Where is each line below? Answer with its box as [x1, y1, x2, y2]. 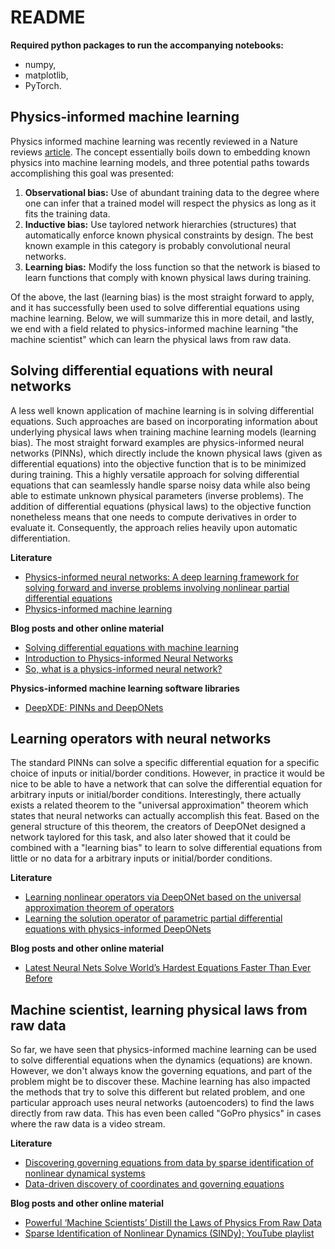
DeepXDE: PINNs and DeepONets [24, 701, 164, 713]
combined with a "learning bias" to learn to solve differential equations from [10, 842, 323, 854]
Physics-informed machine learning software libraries [10, 682, 240, 694]
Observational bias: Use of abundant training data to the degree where [24, 186, 320, 198]
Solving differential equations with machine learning [24, 641, 240, 653]
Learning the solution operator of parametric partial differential [24, 912, 283, 925]
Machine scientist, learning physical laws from [10, 1001, 308, 1018]
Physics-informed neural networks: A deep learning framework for [24, 571, 300, 583]
